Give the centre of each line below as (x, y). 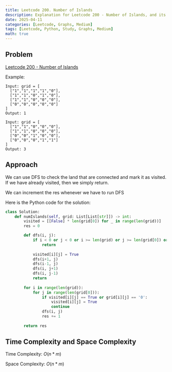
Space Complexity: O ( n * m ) (35, 364)
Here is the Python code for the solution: (48, 202)
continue (60, 307)
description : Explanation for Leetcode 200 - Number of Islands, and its (86, 15)
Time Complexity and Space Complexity (71, 342)
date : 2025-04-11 (24, 19)
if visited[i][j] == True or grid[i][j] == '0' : (94, 297)
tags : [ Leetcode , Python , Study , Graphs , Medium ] (59, 29)
